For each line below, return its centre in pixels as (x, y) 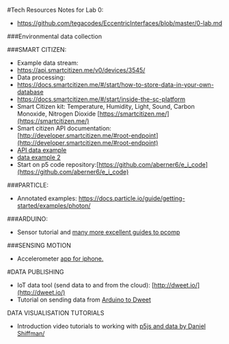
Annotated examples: (47, 198)
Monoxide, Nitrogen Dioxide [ (58, 114)
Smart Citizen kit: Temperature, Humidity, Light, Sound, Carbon (106, 106)
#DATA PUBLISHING (36, 272)
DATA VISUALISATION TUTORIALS (56, 313)
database (30, 92)
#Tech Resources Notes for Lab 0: (55, 10)
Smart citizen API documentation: (64, 128)
